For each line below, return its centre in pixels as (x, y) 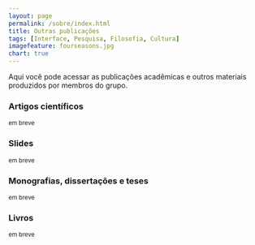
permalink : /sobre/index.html (60, 24)
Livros (21, 217)
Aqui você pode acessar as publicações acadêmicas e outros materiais (127, 77)
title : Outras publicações (54, 31)
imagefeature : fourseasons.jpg (61, 46)
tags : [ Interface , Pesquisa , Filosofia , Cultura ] (94, 39)
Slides (21, 144)
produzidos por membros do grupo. (68, 85)
